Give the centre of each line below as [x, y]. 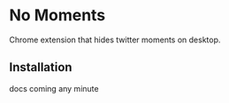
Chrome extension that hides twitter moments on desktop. [115, 40]
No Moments [57, 15]
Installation [41, 67]
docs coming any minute [54, 88]
